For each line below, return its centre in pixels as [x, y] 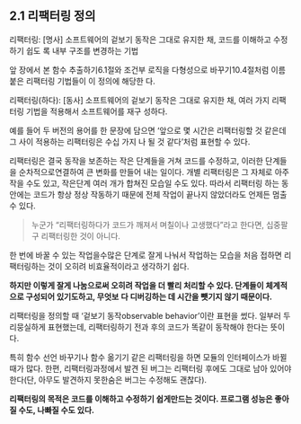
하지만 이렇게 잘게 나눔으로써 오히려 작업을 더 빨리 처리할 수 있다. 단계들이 [137, 285]
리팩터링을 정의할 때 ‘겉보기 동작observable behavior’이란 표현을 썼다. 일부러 [145, 315]
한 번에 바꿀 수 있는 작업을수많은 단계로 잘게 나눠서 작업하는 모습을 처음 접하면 [146, 255]
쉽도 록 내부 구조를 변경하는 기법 [82, 50]
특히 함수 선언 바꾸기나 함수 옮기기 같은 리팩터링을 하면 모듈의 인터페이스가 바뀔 [148, 357]
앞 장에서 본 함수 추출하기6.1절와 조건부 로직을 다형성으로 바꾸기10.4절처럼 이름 [147, 69]
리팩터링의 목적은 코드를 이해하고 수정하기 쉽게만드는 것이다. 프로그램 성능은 [141, 399]
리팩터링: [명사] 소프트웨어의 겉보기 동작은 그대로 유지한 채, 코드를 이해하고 [140, 40]
